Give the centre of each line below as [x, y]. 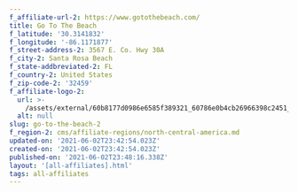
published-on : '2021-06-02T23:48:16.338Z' [89, 157]
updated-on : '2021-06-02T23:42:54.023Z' [85, 141]
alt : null [35, 116]
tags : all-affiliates [49, 173]
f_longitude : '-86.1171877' [61, 42]
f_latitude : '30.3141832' [57, 34]
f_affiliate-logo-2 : [47, 91]
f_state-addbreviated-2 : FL [61, 67]
